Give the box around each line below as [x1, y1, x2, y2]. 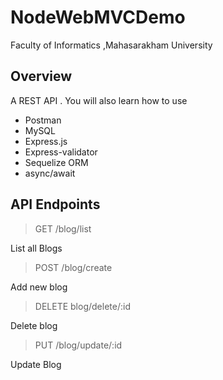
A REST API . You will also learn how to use [10, 94, 188, 106]
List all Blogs [10, 242, 63, 254]
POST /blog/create [34, 261, 113, 273]
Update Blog [10, 358, 62, 370]
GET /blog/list [34, 222, 92, 235]
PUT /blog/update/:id [34, 339, 123, 351]
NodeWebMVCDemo [10, 6, 186, 29]
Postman [24, 114, 62, 126]
